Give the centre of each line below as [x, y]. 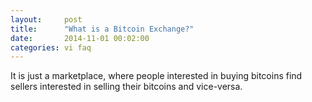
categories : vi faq [51, 47]
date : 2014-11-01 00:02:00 [80, 38]
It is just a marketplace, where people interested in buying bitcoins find [156, 76]
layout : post [46, 19]
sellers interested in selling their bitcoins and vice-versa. [126, 87]
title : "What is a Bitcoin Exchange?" [102, 29]
